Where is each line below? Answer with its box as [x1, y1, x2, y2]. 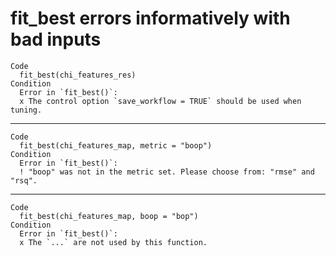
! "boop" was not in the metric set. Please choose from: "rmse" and [19, 167, 315, 177]
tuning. [10, 105, 43, 115]
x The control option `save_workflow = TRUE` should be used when [19, 96, 302, 106]
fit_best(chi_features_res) [19, 70, 137, 80]
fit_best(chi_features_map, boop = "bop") [19, 211, 199, 221]
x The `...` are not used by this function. [19, 237, 208, 247]
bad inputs [10, 28, 102, 51]
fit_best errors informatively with [10, 7, 291, 30]
